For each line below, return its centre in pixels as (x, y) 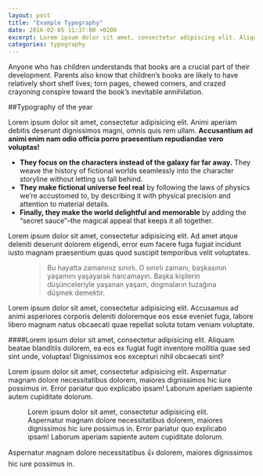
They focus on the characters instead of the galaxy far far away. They (135, 162)
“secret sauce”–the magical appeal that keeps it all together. (116, 221)
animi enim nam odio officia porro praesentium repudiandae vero (116, 139)
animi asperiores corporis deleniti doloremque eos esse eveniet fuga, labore (131, 316)
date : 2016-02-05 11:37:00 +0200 (63, 30)
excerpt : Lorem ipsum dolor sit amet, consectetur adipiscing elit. (122, 37)
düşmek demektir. (76, 293)
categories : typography (47, 45)
